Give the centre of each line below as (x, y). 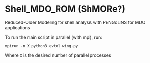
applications (17, 27)
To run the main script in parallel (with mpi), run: (54, 37)
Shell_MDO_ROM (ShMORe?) (65, 9)
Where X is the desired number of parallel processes (58, 55)
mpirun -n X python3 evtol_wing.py (42, 46)
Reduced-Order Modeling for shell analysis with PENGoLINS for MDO (75, 22)
